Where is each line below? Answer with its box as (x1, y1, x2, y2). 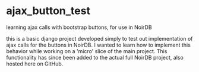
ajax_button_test (6, 4, 91, 18)
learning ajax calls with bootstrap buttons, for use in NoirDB (6, 24, 153, 31)
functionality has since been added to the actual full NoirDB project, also (6, 54, 184, 61)
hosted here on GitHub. (6, 60, 64, 67)
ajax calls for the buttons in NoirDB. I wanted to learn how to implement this (6, 41, 191, 48)
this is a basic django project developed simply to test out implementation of (6, 35, 193, 42)
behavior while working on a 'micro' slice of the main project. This (6, 47, 168, 54)
